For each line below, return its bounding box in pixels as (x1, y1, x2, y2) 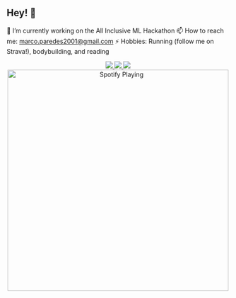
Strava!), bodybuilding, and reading (6, 47, 110, 55)
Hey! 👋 (6, 7, 37, 19)
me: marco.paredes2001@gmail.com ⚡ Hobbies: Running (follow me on (6, 37, 214, 45)
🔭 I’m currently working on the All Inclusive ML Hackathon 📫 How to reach (6, 26, 224, 35)
